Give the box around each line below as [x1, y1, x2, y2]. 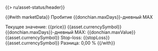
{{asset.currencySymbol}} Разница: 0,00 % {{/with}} [5, 40, 116, 46]
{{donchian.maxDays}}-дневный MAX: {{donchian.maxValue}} [5, 29, 136, 35]
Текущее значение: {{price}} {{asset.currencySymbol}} [5, 24, 122, 30]
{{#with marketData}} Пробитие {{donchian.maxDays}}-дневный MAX [5, 14, 153, 20]
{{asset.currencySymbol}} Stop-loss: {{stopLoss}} [5, 35, 110, 40]
